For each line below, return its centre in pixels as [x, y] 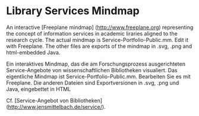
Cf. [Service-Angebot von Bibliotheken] [54, 100]
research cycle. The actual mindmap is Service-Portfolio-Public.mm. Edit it [97, 40]
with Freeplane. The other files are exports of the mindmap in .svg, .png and [99, 46]
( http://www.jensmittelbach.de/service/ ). [56, 107]
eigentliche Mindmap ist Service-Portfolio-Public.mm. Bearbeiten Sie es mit [99, 76]
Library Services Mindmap [73, 11]
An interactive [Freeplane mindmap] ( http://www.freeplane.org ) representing [100, 27]
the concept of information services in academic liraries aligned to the [92, 33]
